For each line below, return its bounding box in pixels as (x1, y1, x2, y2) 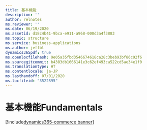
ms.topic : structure (5, 36, 49, 41)
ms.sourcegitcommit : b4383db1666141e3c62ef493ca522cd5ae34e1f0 (5, 59, 142, 64)
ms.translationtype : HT (5, 64, 56, 69)
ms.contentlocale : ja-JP (5, 69, 58, 74)
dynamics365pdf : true (5, 50, 51, 55)
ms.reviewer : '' (5, 21, 40, 27)
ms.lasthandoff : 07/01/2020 (5, 74, 65, 79)
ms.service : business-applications (5, 41, 81, 46)
